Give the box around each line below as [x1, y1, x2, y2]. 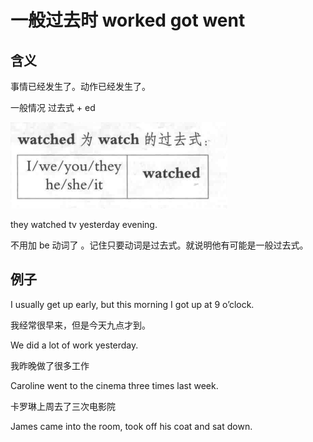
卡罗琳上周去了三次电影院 [10, 400, 116, 412]
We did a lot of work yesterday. [10, 339, 139, 351]
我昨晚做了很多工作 [10, 359, 90, 371]
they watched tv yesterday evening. [10, 219, 158, 230]
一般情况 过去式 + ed [10, 102, 96, 113]
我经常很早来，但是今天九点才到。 [10, 319, 151, 331]
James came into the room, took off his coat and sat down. [10, 420, 253, 432]
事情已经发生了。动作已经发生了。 [10, 81, 151, 92]
